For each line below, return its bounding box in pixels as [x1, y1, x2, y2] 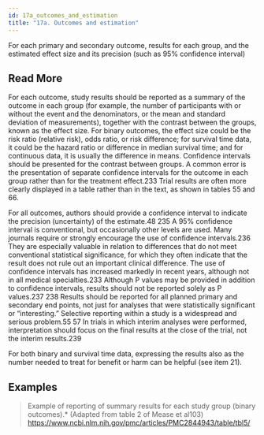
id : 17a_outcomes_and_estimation [8, 11, 118, 20]
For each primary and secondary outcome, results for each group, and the [8, 40, 250, 50]
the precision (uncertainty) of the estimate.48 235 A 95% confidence [8, 217, 233, 226]
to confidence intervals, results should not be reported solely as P [8, 284, 222, 293]
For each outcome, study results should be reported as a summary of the [8, 92, 246, 102]
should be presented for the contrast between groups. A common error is [8, 159, 247, 169]
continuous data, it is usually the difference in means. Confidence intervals [8, 151, 251, 161]
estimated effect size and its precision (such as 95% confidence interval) [8, 49, 246, 58]
